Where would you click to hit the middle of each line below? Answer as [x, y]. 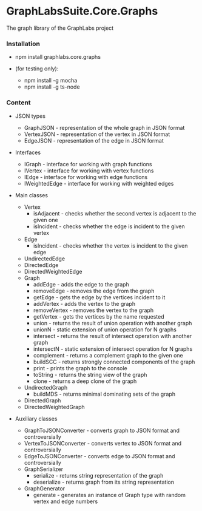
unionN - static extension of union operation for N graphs [105, 330]
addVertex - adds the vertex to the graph [84, 303]
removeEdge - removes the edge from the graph [94, 291]
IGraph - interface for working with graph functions [88, 164]
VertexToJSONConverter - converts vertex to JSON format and [103, 443]
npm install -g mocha [51, 81]
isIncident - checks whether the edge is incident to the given [109, 226]
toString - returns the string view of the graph [90, 374]
